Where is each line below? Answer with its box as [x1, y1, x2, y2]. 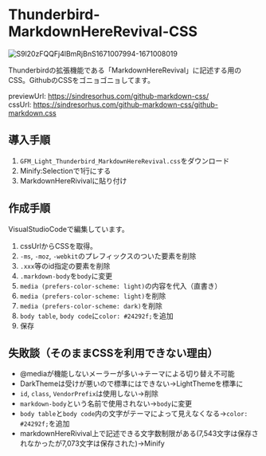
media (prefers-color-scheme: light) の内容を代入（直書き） [19, 281, 222, 290]
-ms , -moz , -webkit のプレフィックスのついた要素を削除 [19, 251, 197, 261]
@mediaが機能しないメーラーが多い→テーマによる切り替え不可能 [19, 369, 235, 379]
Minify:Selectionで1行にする [19, 166, 111, 175]
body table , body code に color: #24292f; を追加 [19, 311, 174, 320]
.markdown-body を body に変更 [19, 271, 113, 281]
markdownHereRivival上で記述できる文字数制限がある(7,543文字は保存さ [19, 429, 259, 438]
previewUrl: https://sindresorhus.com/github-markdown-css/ [8, 91, 209, 100]
